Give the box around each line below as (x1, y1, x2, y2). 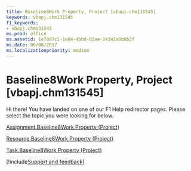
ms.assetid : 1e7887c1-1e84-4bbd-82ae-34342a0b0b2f (6, 36, 135, 42)
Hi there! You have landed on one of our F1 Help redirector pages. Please (6, 105, 186, 113)
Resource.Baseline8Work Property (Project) (6, 135, 114, 142)
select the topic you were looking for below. (6, 111, 114, 119)
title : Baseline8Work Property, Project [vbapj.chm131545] (6, 8, 156, 15)
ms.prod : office (6, 31, 47, 37)
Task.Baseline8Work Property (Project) (6, 147, 102, 154)
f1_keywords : (6, 20, 39, 26)
